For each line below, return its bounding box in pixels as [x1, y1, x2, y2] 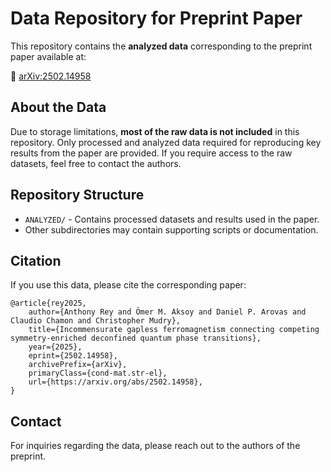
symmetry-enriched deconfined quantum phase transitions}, [10, 333, 262, 344]
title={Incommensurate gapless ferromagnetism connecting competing [28, 325, 320, 335]
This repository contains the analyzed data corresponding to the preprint [10, 40, 313, 52]
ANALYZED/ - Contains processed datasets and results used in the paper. [24, 213, 320, 225]
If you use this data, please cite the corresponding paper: [10, 279, 247, 291]
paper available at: [10, 50, 87, 62]
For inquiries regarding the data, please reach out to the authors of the [10, 440, 301, 452]
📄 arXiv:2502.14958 [10, 70, 92, 82]
